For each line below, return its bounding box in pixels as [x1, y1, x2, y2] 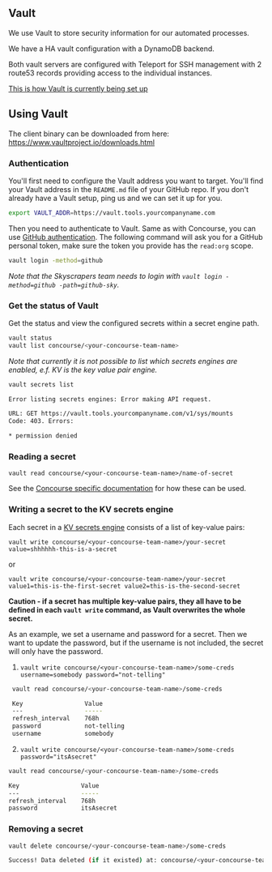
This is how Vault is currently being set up [8, 83, 148, 93]
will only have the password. [8, 646, 104, 656]
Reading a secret [8, 451, 76, 463]
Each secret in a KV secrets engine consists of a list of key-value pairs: [8, 522, 245, 532]
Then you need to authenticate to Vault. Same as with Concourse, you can [8, 223, 257, 233]
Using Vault [8, 107, 69, 121]
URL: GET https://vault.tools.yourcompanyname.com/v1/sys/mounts [8, 409, 233, 418]
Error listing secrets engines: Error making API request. [8, 395, 212, 404]
